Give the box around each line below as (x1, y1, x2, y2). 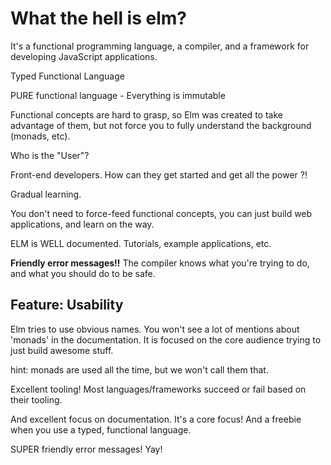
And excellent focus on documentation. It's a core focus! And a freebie (10, 413, 302, 425)
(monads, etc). (10, 130, 71, 142)
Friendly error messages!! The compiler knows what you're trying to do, (10, 257, 310, 269)
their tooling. (10, 393, 63, 406)
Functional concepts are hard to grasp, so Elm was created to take (10, 108, 283, 121)
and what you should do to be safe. (10, 267, 156, 279)
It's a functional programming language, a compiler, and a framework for (10, 40, 310, 52)
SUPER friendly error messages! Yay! (10, 443, 163, 455)
